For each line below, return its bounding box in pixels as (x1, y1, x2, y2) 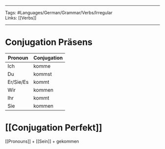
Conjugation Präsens (5, 37, 93, 48)
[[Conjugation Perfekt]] (5, 122, 102, 133)
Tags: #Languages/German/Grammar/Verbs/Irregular (5, 10, 113, 15)
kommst (33, 71, 52, 77)
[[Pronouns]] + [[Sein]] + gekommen (5, 138, 80, 144)
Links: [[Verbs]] (5, 15, 37, 21)
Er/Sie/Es (7, 78, 29, 85)
